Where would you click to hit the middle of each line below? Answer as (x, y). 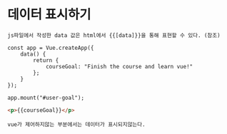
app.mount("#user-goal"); (46, 98)
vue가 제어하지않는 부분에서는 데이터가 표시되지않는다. (76, 124)
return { (46, 60)
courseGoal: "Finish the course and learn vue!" (119, 66)
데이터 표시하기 (49, 15)
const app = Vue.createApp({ (51, 48)
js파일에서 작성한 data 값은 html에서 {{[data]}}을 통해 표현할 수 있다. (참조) (114, 35)
